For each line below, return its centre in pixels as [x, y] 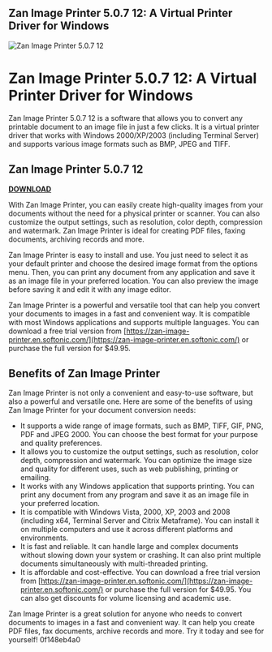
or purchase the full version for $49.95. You [178, 590]
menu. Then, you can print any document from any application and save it [132, 272]
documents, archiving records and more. [76, 239]
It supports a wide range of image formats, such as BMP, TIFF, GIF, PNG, [142, 426]
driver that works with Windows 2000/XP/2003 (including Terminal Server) [134, 135]
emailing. [35, 478]
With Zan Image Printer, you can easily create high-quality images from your [136, 204]
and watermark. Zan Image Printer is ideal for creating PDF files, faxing [127, 230]
